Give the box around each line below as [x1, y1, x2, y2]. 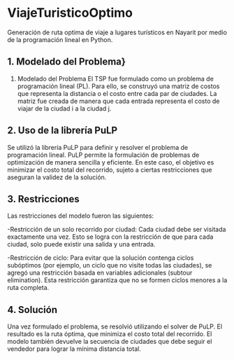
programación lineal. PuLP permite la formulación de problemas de [7, 151, 200, 159]
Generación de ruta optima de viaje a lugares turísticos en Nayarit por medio [7, 28, 227, 36]
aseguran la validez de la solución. [7, 173, 107, 181]
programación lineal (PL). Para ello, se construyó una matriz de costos [17, 82, 220, 90]
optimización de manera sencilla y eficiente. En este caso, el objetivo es [7, 158, 214, 166]
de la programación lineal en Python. [7, 35, 113, 43]
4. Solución [7, 303, 58, 316]
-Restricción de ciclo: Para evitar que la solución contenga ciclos [7, 254, 194, 262]
